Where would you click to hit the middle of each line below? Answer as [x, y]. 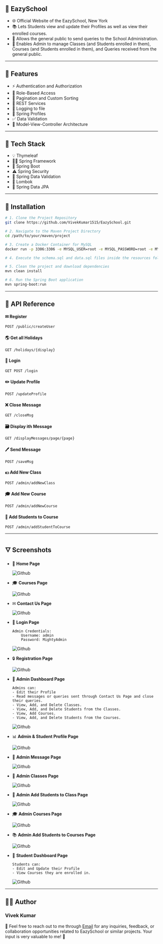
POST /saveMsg [19, 462]
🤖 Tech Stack [25, 144]
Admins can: [24, 688]
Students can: [26, 865]
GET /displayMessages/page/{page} [40, 438]
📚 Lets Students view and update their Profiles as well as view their [80, 26]
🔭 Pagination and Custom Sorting [45, 98]
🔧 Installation [25, 207]
